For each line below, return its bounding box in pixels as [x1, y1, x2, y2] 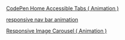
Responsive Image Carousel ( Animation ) [6, 27, 107, 34]
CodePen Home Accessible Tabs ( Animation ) [6, 5, 119, 12]
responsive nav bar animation [6, 16, 79, 23]
